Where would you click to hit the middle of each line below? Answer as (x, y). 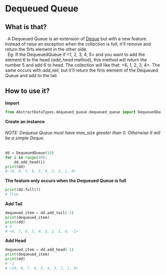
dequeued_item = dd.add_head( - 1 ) (40, 250)
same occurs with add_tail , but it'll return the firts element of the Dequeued (82, 70)
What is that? (26, 27)
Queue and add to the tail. (32, 75)
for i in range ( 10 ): (26, 157)
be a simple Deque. (25, 138)
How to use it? (27, 91)
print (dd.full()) (23, 190)
